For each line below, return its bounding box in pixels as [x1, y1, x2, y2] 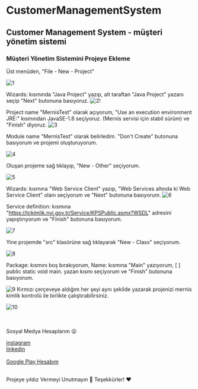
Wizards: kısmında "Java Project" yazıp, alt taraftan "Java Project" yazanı [6, 90, 184, 98]
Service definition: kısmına [6, 203, 71, 210]
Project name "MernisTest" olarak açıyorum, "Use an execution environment [6, 108, 192, 116]
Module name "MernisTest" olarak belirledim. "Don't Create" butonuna [6, 132, 178, 140]
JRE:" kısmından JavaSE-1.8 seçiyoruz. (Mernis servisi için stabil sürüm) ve [6, 115, 190, 122]
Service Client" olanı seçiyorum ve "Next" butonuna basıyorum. [6, 191, 161, 198]
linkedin [6, 345, 25, 352]
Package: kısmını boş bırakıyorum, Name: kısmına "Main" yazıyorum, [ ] [6, 261, 181, 268]
